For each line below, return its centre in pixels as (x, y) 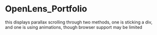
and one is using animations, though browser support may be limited (74, 27)
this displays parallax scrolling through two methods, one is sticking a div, (79, 22)
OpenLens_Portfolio (46, 9)
